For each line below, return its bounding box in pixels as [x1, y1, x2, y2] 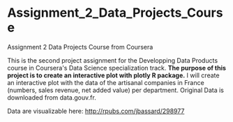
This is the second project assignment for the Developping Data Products [7, 56, 218, 64]
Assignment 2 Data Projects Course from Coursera [7, 43, 153, 51]
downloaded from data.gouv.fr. [7, 93, 96, 102]
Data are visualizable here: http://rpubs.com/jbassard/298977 [7, 107, 185, 115]
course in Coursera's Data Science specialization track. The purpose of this [7, 63, 227, 72]
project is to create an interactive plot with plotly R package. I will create [7, 71, 220, 79]
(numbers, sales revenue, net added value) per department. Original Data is [7, 86, 225, 94]
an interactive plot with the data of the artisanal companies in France [7, 78, 204, 86]
